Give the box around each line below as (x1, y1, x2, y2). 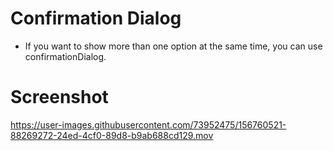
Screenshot (10, 86, 109, 109)
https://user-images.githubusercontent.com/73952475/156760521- (10, 118, 287, 131)
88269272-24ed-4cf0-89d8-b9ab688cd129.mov (10, 129, 214, 141)
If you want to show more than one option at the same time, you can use (24, 40, 323, 52)
